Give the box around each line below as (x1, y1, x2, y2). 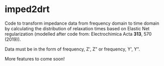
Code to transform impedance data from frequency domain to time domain (5, 20, 159, 26)
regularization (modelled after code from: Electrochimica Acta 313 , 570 (5, 31, 152, 37)
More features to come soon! (5, 55, 65, 61)
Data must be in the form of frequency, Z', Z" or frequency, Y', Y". (5, 46, 140, 52)
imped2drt (5, 4, 50, 15)
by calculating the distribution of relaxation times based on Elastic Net (5, 25, 150, 31)
